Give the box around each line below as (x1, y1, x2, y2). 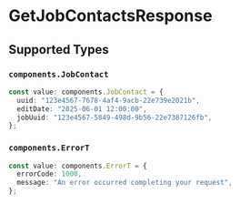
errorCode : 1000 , (16, 169, 83, 178)
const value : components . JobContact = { (8, 87, 165, 97)
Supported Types (8, 42, 110, 57)
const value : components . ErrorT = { (8, 161, 147, 170)
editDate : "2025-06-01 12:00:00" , (16, 104, 147, 114)
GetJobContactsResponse (8, 5, 213, 26)
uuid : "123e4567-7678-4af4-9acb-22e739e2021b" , (16, 96, 201, 105)
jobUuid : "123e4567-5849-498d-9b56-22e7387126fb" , (16, 113, 213, 122)
